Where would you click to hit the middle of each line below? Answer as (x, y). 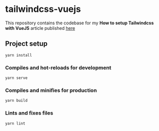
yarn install (19, 55)
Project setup (27, 44)
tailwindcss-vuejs (43, 9)
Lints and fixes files (29, 113)
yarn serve (16, 78)
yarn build (16, 101)
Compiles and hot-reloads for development (58, 67)
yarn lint (15, 123)
